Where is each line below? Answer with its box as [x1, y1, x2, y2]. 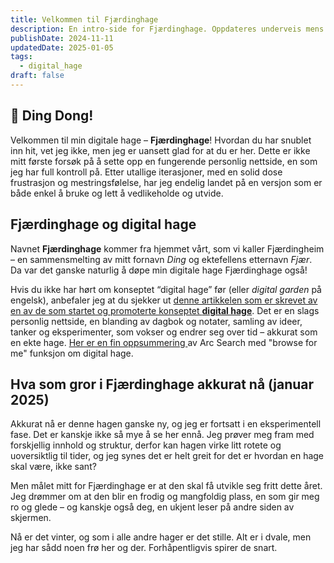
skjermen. [10, 512, 52, 524]
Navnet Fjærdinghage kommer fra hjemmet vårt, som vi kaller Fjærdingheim [10, 242, 325, 255]
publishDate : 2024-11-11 [10, 33, 114, 43]
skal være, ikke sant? [10, 461, 97, 473]
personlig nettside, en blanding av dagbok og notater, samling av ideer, [10, 315, 303, 327]
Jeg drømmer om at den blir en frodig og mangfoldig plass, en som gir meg [10, 491, 320, 503]
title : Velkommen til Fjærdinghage [10, 14, 159, 25]
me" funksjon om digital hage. [10, 347, 134, 359]
